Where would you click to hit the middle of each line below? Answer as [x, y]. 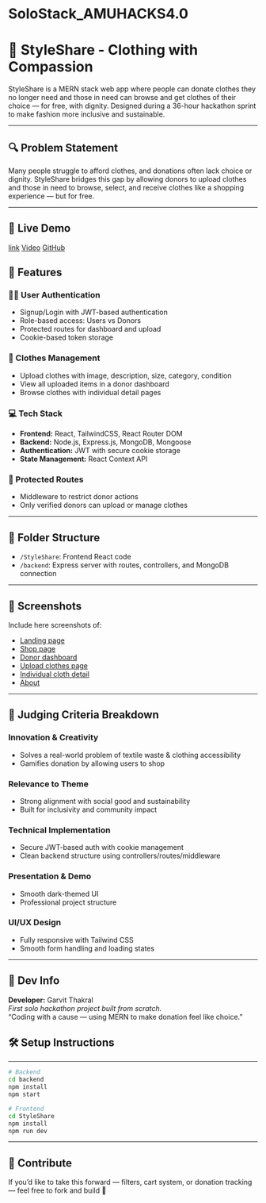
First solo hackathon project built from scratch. [85, 1008]
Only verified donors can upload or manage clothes [104, 505]
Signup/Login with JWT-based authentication [93, 312]
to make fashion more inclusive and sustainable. [87, 114]
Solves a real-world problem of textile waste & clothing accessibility [130, 755]
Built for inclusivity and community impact [88, 809]
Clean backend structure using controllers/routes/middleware [120, 856]
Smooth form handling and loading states [87, 948]
